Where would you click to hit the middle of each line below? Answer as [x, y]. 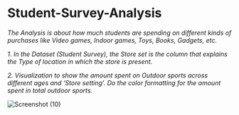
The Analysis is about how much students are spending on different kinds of [119, 33]
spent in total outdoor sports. [50, 90]
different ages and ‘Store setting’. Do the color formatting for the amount [114, 82]
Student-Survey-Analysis [85, 13]
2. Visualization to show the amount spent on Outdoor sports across [108, 75]
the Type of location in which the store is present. [80, 61]
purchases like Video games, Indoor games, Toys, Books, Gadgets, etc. [112, 40]
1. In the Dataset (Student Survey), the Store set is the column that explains [117, 54]
